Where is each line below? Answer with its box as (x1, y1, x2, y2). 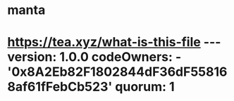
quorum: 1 (115, 79, 175, 95)
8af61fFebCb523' (7, 79, 113, 95)
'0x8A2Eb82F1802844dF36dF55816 (7, 64, 228, 80)
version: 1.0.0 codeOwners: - (7, 49, 182, 65)
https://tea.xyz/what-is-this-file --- (7, 34, 221, 50)
